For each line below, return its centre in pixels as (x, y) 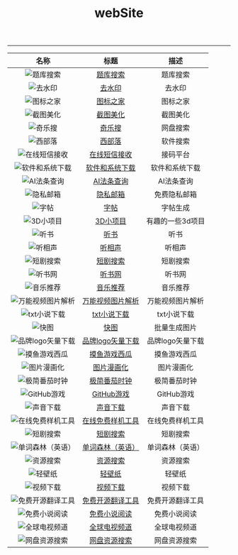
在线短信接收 (111, 155)
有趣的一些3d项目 (176, 221)
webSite (119, 13)
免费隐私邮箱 (175, 194)
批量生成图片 (175, 328)
